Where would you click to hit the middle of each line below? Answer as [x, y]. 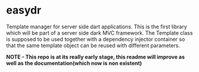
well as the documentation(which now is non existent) [74, 63]
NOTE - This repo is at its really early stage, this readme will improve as [96, 57]
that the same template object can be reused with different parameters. [93, 45]
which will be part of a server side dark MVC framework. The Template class [99, 32]
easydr [24, 10]
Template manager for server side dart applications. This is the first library [97, 27]
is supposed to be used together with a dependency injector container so [96, 39]
